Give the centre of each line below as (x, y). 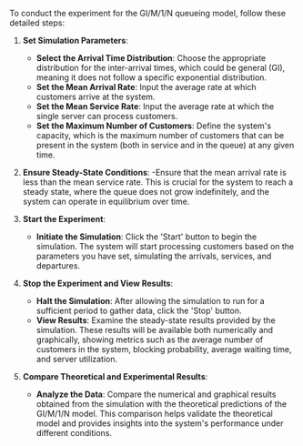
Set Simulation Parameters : (76, 41)
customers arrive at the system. (96, 96)
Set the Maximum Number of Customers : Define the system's (153, 126)
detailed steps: (37, 23)
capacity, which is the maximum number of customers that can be (160, 135)
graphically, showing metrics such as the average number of (150, 340)
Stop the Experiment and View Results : (98, 283)
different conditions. (74, 433)
